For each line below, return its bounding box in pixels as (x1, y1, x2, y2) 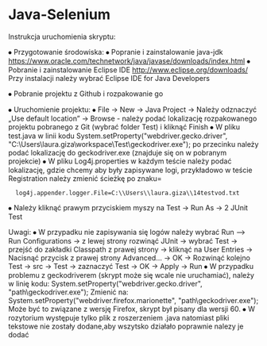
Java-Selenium (8, 6, 111, 24)
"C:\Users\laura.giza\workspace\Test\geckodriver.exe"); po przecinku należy (8, 139, 259, 148)
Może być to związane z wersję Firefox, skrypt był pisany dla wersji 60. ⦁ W (8, 304, 256, 313)
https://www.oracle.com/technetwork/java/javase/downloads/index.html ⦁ (8, 56, 251, 65)
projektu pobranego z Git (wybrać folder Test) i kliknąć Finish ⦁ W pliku (8, 121, 241, 132)
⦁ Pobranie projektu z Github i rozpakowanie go (8, 89, 164, 98)
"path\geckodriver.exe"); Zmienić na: (8, 287, 129, 297)
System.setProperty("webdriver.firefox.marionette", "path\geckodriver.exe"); (8, 295, 259, 305)
